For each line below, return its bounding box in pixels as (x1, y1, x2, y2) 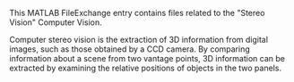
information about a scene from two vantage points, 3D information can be (9, 53, 285, 63)
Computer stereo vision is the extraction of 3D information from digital (9, 35, 269, 45)
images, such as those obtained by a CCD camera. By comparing (9, 44, 251, 54)
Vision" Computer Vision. (9, 17, 103, 28)
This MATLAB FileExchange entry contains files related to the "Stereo (9, 8, 265, 18)
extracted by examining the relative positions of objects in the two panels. (9, 62, 282, 73)
